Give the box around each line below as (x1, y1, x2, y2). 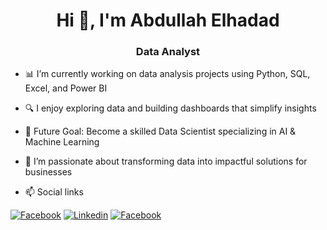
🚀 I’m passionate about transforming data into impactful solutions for (24, 155, 308, 168)
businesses (24, 166, 73, 178)
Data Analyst (135, 45, 201, 59)
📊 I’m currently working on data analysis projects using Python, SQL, (24, 68, 311, 80)
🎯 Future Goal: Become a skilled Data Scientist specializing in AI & (24, 125, 297, 138)
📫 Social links (24, 186, 84, 198)
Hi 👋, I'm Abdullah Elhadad (56, 9, 280, 32)
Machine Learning (24, 136, 100, 148)
